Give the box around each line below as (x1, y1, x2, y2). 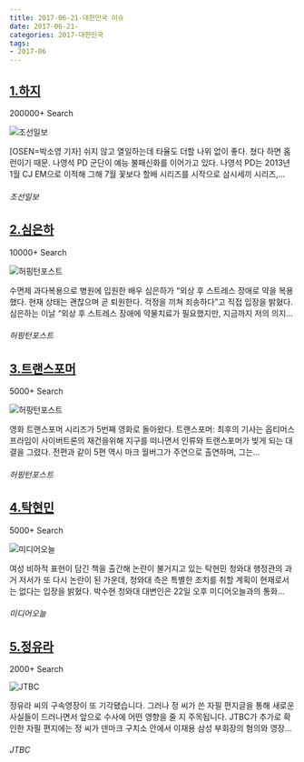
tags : (9, 38, 30, 48)
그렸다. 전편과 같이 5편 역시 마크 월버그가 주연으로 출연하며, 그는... (25, 446, 260, 457)
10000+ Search (9, 246, 67, 257)
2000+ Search (9, 664, 64, 675)
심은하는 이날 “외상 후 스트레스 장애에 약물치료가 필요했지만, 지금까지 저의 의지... (9, 307, 293, 318)
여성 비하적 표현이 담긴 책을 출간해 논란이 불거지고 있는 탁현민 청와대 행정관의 (9, 563, 283, 574)
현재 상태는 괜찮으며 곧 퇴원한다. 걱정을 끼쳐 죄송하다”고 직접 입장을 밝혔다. (28, 296, 293, 307)
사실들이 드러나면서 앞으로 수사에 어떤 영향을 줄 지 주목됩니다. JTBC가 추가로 (9, 711, 282, 723)
